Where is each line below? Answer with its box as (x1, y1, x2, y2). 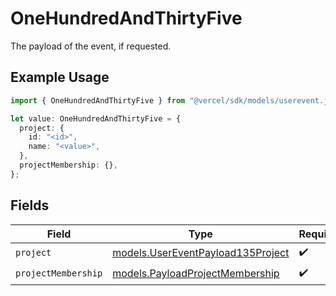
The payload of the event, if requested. (10, 40, 172, 52)
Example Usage (10, 69, 110, 86)
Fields (10, 197, 50, 214)
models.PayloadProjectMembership (112, 267, 280, 281)
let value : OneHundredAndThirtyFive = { (10, 113, 182, 124)
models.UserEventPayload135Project (112, 246, 290, 260)
